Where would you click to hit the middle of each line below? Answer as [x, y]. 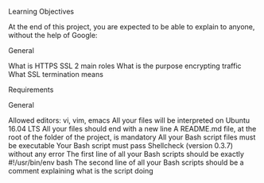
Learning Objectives [41, 11]
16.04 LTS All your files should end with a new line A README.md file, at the [132, 129]
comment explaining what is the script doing [81, 171]
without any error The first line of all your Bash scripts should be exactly [126, 154]
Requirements [31, 90]
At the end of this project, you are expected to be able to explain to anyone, [132, 27]
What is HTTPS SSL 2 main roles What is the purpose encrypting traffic [125, 66]
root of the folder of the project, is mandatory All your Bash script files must [132, 137]
